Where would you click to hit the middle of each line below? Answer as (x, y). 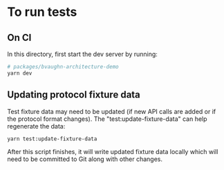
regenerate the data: (36, 126)
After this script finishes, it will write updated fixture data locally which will (113, 152)
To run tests (42, 12)
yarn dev (20, 73)
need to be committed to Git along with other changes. (85, 159)
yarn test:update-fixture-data (52, 139)
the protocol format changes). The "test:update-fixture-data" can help (107, 119)
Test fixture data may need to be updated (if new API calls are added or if (112, 111)
